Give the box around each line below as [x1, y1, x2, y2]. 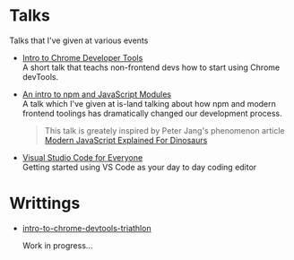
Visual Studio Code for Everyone [22, 152, 143, 162]
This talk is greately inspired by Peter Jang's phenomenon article [44, 125, 285, 135]
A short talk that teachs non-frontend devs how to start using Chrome [22, 62, 281, 73]
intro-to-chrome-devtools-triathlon [22, 222, 151, 233]
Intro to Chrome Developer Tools [22, 52, 143, 63]
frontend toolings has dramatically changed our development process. [22, 108, 282, 118]
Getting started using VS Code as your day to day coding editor [22, 161, 257, 172]
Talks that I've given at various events [9, 35, 149, 46]
